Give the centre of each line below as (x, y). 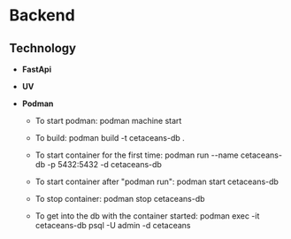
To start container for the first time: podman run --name (137, 155)
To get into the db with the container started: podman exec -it (147, 216)
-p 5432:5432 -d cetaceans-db (104, 164)
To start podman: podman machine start (108, 121)
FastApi (36, 69)
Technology (43, 48)
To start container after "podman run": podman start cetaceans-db (157, 181)
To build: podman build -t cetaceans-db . (110, 138)
